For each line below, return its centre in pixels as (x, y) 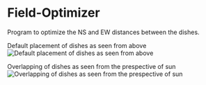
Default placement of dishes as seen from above (77, 45)
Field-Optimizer (54, 13)
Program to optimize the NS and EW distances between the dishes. (103, 32)
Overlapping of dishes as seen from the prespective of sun (92, 66)
